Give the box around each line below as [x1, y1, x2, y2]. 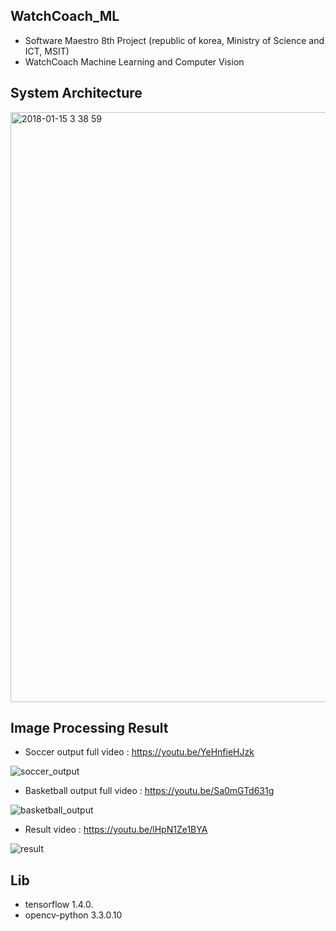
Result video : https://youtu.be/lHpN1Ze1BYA [24, 824, 208, 836]
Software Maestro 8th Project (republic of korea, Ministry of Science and [24, 34, 325, 46]
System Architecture [10, 85, 143, 102]
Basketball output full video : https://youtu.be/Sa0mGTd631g [24, 785, 275, 797]
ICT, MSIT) [24, 45, 70, 57]
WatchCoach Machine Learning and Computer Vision [24, 55, 245, 68]
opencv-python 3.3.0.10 [24, 909, 123, 921]
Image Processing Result [10, 720, 169, 737]
